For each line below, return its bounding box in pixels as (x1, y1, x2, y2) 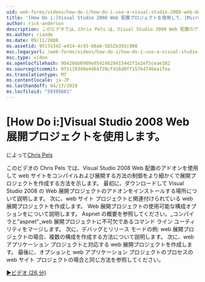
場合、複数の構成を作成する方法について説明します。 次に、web (32, 233, 194, 240)
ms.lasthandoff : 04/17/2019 (6, 83, 78, 89)
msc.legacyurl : (6, 49, 45, 55)
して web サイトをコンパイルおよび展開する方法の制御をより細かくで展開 (6, 172, 191, 179)
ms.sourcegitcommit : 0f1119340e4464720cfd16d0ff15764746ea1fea (6, 65, 171, 72)
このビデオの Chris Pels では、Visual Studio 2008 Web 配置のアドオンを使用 (6, 164, 198, 171)
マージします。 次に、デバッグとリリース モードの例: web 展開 (27, 225, 184, 232)
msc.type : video (6, 54, 48, 61)
